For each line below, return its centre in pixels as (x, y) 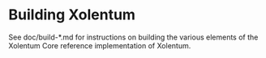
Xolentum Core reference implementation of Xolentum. (100, 45)
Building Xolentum (72, 15)
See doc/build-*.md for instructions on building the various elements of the (133, 37)
